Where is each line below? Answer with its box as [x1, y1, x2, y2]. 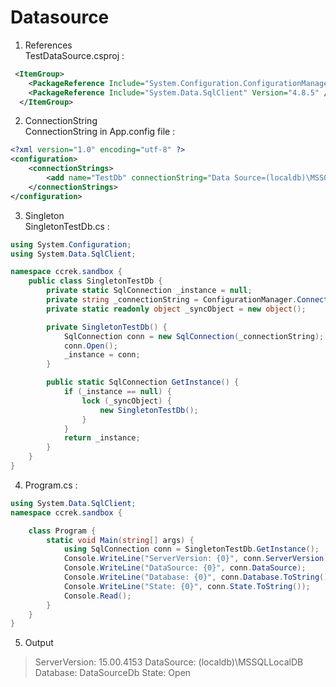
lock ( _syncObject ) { [81, 396, 172, 406]
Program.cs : [24, 479, 78, 491]
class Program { [28, 526, 97, 536]
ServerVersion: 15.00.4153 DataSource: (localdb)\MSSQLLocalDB [34, 656, 304, 668]
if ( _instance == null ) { [63, 387, 172, 397]
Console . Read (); [63, 591, 132, 601]
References [24, 39, 73, 51]
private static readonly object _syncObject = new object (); [46, 304, 307, 314]
